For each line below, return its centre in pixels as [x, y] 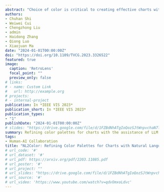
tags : [10, 137]
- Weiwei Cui [18, 23]
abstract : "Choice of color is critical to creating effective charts [78, 10]
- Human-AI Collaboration [31, 141]
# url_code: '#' [21, 150]
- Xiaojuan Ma [20, 46]
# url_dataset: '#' [25, 155]
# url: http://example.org [35, 91]
